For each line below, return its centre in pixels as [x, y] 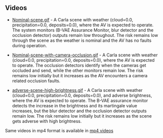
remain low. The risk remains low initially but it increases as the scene [82, 116]
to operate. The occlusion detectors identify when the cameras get [79, 65]
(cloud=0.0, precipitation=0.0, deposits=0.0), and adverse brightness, [82, 95]
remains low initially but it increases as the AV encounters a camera [80, 75]
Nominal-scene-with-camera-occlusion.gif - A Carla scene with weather [85, 55]
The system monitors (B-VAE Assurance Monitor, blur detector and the [83, 30]
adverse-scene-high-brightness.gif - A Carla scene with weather [77, 90]
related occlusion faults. [36, 81]
